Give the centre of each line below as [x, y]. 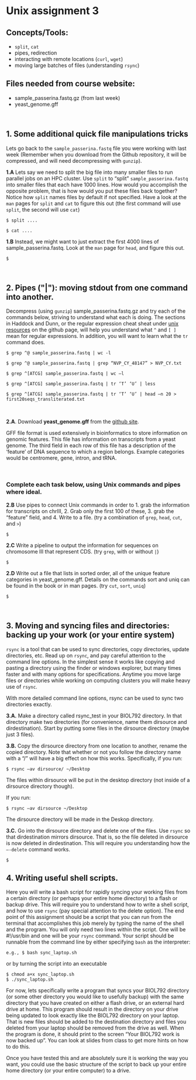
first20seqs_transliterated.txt [45, 400]
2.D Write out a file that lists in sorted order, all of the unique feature [88, 573]
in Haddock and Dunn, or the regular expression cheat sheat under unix [92, 324]
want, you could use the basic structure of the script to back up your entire [97, 1064]
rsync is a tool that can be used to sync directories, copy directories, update [98, 649]
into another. [30, 297]
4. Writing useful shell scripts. [62, 878]
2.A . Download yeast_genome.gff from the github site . [73, 422]
